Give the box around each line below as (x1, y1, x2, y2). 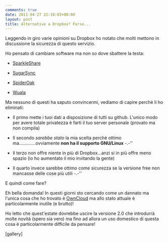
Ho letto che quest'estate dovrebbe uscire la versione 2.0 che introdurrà (5, 210, 155, 217)
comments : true (5, 7, 37, 13)
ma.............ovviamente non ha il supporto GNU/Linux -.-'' (12, 140, 133, 146)
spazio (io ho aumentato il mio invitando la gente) (12, 155, 115, 161)
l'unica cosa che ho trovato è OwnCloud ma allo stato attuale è (5, 195, 135, 202)
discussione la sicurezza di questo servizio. (5, 41, 96, 47)
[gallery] (5, 231, 23, 237)
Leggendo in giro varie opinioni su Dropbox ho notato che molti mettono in (5, 35, 159, 41)
